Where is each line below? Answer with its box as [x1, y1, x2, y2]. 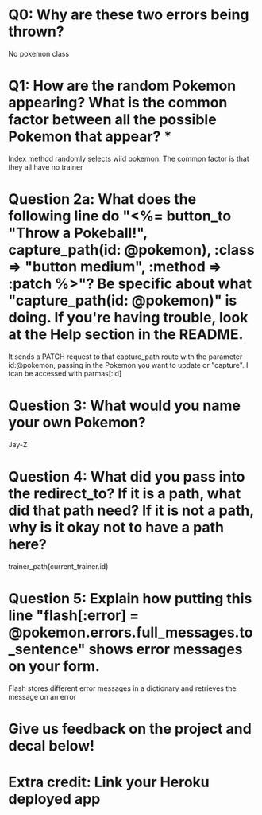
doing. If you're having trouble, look [8, 309, 249, 327]
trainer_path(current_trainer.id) [8, 561, 109, 571]
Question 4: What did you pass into [8, 467, 245, 485]
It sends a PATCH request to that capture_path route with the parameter [8, 352, 243, 361]
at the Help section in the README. [8, 326, 244, 344]
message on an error [8, 692, 77, 701]
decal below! [8, 736, 95, 755]
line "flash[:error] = [8, 606, 140, 624]
